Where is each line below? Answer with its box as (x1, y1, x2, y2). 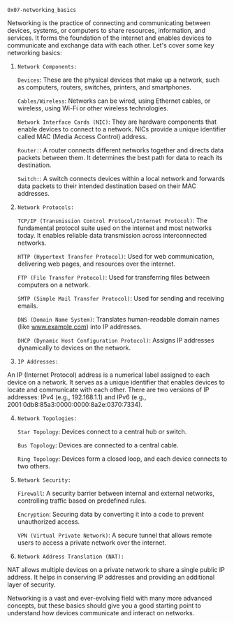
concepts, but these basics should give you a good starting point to (7, 601, 201, 610)
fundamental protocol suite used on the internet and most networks (17, 224, 212, 232)
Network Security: (17, 477, 71, 484)
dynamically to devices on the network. (17, 343, 131, 352)
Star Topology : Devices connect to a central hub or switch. (17, 427, 187, 436)
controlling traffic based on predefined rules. (17, 496, 147, 505)
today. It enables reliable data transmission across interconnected (17, 231, 207, 239)
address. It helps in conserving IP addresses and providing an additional (7, 573, 215, 581)
